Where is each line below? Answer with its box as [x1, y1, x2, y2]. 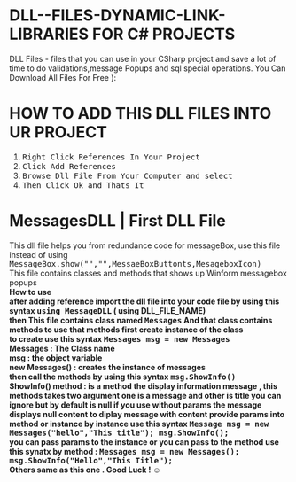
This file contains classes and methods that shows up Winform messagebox [9, 268, 288, 278]
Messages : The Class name [9, 343, 115, 354]
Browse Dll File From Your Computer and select [21, 170, 233, 181]
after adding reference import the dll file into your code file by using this [9, 296, 280, 307]
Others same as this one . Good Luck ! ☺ [9, 464, 161, 475]
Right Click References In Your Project [21, 152, 201, 162]
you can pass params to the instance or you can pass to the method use [9, 436, 279, 447]
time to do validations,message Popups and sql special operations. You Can [9, 63, 286, 74]
